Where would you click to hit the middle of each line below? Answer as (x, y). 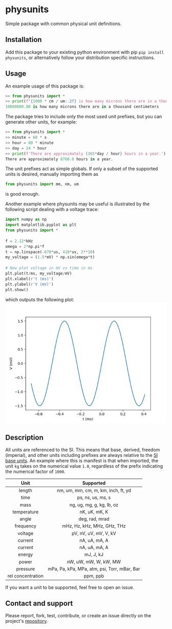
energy (25, 555)
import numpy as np (26, 219)
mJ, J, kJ (94, 555)
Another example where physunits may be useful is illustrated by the (78, 204)
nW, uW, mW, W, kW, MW (94, 561)
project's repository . (27, 621)
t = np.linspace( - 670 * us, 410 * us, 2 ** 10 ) (50, 252)
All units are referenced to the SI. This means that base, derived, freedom (83, 450)
